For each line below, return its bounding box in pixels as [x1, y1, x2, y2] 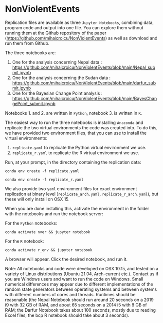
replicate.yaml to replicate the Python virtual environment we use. [12, 144, 146, 150]
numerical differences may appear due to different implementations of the [5, 281, 153, 287]
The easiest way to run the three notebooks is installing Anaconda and [5, 120, 144, 125]
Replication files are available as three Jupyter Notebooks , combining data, [5, 20, 154, 25]
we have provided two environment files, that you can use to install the [5, 130, 147, 136]
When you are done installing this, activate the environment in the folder [5, 205, 149, 211]
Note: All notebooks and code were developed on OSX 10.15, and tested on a [5, 265, 159, 271]
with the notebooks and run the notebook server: [5, 211, 103, 217]
